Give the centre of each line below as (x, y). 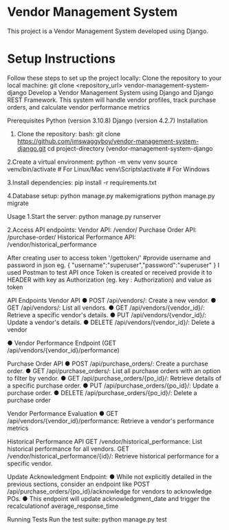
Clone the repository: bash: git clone (69, 134)
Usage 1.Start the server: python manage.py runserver (84, 216)
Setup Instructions (61, 59)
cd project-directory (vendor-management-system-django (130, 148)
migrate (18, 203)
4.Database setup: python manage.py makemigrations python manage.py (111, 195)
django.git (31, 148)
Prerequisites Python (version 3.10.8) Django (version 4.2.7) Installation (108, 120)
